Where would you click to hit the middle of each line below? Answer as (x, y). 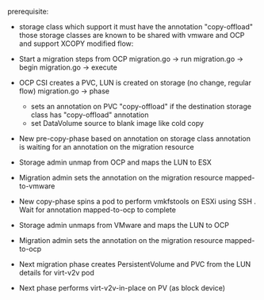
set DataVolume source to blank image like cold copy (117, 123)
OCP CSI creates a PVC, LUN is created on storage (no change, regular (135, 83)
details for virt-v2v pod (56, 273)
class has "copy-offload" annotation (90, 115)
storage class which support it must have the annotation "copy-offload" (136, 27)
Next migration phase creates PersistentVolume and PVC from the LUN (135, 264)
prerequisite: (28, 11)
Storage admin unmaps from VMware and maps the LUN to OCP (124, 225)
